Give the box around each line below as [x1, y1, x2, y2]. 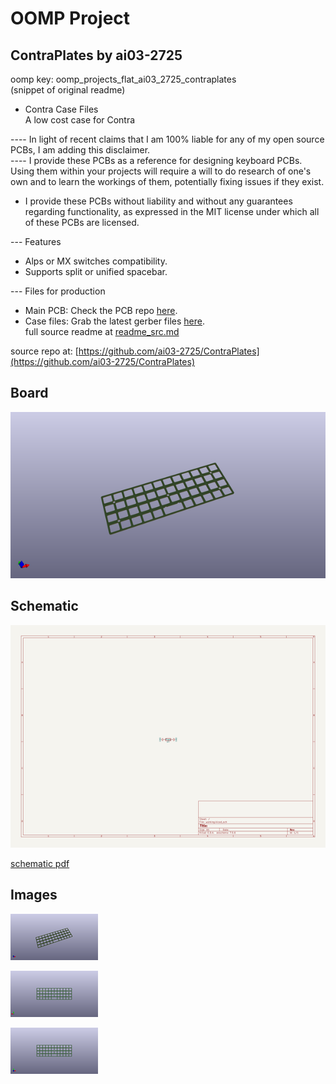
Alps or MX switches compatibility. [24, 255, 168, 267]
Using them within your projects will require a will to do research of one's [10, 165, 312, 177]
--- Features [10, 236, 62, 247]
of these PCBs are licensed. [24, 217, 140, 228]
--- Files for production [10, 285, 106, 297]
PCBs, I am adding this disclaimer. [10, 144, 151, 156]
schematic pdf [10, 858, 70, 870]
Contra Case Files [24, 103, 99, 115]
